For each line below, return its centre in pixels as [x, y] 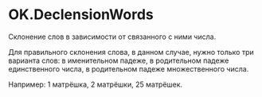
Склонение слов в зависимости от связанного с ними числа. [112, 37]
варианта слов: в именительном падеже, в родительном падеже [119, 60]
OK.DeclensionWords [81, 15]
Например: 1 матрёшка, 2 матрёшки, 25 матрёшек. [96, 84]
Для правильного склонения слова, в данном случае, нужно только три [131, 52]
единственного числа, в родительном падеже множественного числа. [129, 68]
